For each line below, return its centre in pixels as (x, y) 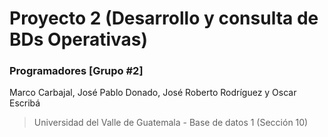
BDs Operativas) (79, 39)
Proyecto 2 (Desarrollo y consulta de (164, 18)
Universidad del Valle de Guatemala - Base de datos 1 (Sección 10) (171, 123)
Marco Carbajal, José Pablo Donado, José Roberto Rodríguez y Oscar (153, 93)
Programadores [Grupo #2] (76, 71)
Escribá (25, 103)
